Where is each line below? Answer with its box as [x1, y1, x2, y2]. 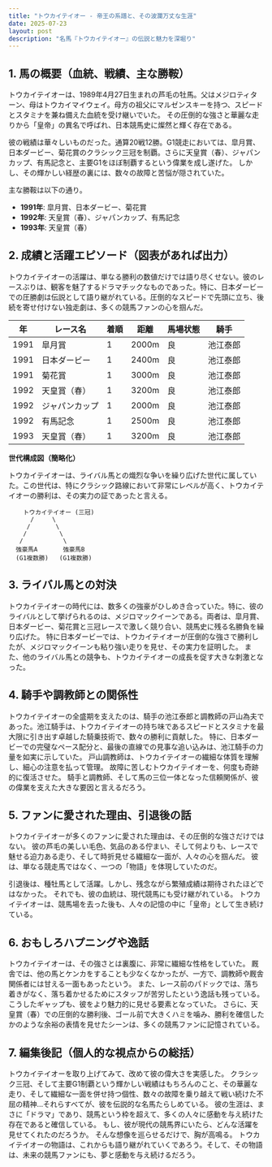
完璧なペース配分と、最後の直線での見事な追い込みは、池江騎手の [36, 741, 257, 751]
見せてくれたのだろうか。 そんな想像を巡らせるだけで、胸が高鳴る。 [8, 1130, 237, 1139]
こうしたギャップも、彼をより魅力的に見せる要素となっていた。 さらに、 [8, 1000, 252, 1009]
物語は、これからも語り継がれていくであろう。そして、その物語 [50, 1139, 263, 1149]
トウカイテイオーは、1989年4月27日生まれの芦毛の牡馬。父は [8, 90, 215, 100]
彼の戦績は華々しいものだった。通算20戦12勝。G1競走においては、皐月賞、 [8, 137, 261, 147]
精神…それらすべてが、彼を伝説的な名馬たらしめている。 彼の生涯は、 [22, 1099, 257, 1109]
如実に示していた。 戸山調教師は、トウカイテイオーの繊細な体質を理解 [22, 752, 260, 762]
